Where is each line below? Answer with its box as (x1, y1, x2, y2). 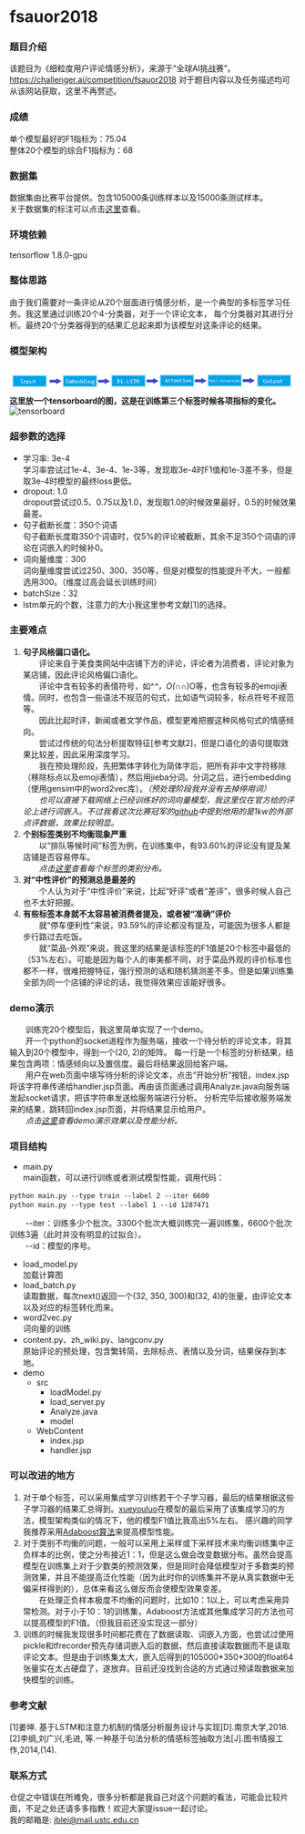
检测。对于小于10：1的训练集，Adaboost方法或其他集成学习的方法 (30, 1605, 279, 1616)
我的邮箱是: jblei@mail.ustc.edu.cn (9, 1815, 139, 1826)
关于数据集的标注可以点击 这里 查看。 (9, 203, 146, 215)
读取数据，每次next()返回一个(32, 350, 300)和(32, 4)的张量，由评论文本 (22, 1291, 293, 1302)
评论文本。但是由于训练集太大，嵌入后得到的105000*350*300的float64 (22, 1651, 294, 1662)
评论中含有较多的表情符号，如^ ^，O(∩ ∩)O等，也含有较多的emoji (38, 681, 280, 692)
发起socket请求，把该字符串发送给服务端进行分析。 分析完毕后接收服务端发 (9, 1092, 292, 1103)
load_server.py (49, 1397, 106, 1408)
